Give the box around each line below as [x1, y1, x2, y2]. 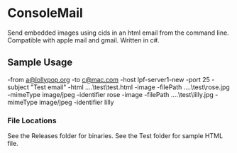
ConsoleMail [7, 5, 83, 21]
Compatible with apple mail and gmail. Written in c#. [7, 35, 160, 44]
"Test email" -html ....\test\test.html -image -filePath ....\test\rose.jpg [31, 83, 231, 91]
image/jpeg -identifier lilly [38, 98, 114, 106]
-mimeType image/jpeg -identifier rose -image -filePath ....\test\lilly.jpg [7, 90, 214, 98]
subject [7, 83, 30, 91]
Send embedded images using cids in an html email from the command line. [7, 28, 229, 37]
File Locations [7, 115, 57, 125]
